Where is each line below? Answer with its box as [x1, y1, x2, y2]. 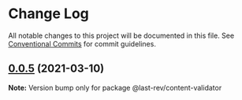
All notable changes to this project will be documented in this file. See [8, 31, 235, 40]
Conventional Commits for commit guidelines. [8, 39, 156, 48]
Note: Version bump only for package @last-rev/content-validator [8, 83, 222, 92]
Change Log [8, 5, 89, 23]
